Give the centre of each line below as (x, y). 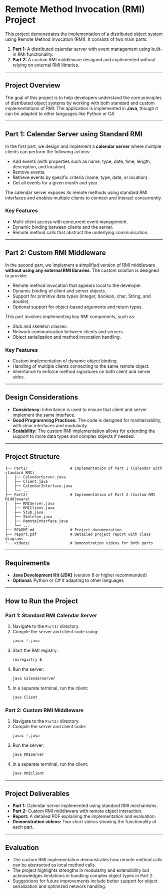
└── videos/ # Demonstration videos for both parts (79, 543)
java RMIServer (28, 754)
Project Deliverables (37, 793)
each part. (23, 827)
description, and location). (39, 166)
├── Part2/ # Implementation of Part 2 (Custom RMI (80, 494)
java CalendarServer (34, 678)
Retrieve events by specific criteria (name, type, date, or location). (80, 177)
